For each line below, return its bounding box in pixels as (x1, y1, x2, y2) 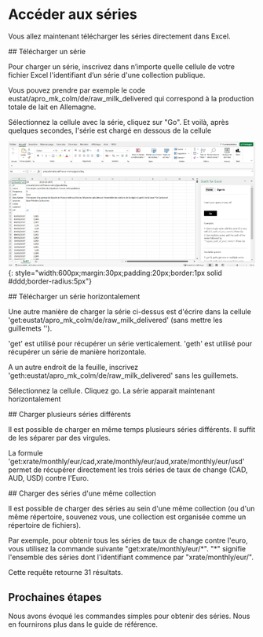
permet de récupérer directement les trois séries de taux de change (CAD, (8, 465, 248, 474)
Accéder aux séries (8, 5, 137, 24)
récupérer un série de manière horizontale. (8, 347, 147, 357)
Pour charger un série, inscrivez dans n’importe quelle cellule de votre (8, 61, 236, 71)
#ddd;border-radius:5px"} (8, 276, 93, 286)
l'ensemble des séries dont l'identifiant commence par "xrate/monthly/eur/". (8, 552, 254, 562)
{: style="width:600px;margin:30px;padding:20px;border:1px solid (8, 269, 222, 278)
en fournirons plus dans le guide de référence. (8, 620, 159, 629)
